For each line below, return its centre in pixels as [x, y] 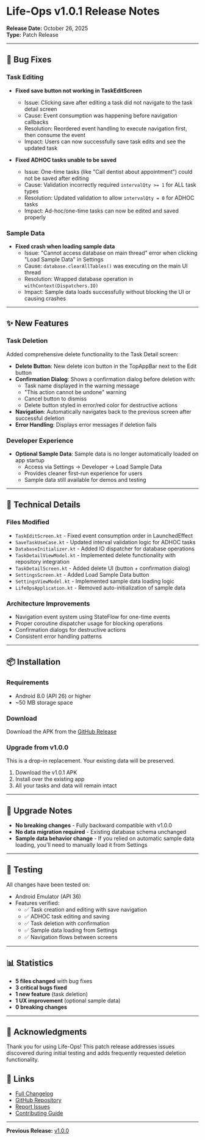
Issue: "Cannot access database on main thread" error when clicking [111, 253]
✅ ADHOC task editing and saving [67, 916]
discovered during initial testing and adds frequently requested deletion [96, 1053]
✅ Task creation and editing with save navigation [86, 909]
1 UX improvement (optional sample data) [68, 1000]
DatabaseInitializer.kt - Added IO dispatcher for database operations [105, 549]
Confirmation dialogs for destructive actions [70, 629]
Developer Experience [40, 440]
